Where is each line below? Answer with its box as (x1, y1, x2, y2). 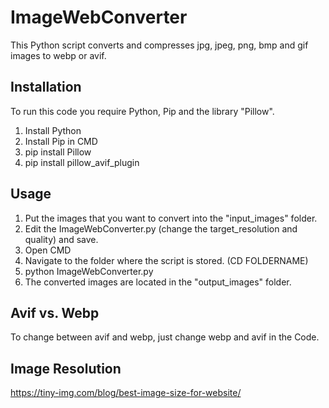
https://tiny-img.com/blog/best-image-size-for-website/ (10, 387, 242, 399)
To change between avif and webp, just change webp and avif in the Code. (10, 331, 320, 343)
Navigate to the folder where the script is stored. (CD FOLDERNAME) (24, 254, 309, 266)
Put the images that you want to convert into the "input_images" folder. (24, 212, 318, 224)
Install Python (24, 124, 82, 136)
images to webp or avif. (10, 49, 107, 61)
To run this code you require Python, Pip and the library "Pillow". (10, 105, 275, 117)
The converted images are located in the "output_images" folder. (24, 276, 292, 288)
